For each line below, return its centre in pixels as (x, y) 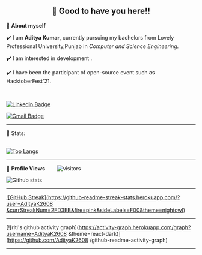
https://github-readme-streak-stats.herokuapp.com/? (114, 197)
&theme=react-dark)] (95, 233)
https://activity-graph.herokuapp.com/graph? (135, 227)
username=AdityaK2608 (37, 233)
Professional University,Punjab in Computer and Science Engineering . (93, 46)
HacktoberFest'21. (29, 81)
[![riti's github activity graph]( (43, 227)
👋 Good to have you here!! (101, 11)
